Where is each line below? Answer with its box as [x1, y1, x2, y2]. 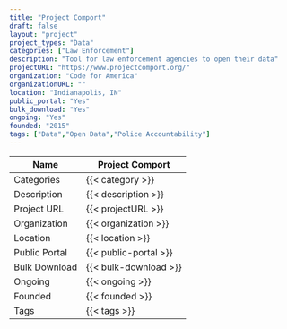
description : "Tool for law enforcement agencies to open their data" [9, 55, 279, 64]
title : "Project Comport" [9, 13, 106, 22]
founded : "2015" [9, 122, 70, 131]
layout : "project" [9, 30, 78, 39]
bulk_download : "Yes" [9, 105, 91, 114]
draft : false [9, 22, 58, 30]
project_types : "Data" [9, 38, 94, 48]
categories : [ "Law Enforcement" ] [9, 47, 135, 56]
